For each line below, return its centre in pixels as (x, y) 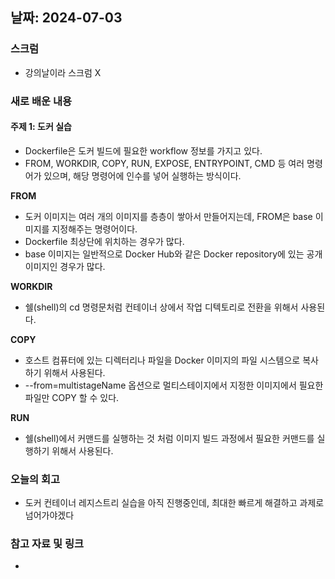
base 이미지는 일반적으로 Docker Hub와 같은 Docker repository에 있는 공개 (173, 254)
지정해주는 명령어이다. (94, 229)
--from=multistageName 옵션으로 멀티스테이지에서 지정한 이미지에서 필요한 (174, 385)
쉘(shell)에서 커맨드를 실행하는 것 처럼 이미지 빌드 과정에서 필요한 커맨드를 (169, 438)
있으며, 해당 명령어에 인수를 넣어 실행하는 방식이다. (142, 175)
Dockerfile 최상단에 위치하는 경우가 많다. (104, 241)
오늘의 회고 (35, 479)
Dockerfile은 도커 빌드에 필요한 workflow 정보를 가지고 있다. (143, 150)
